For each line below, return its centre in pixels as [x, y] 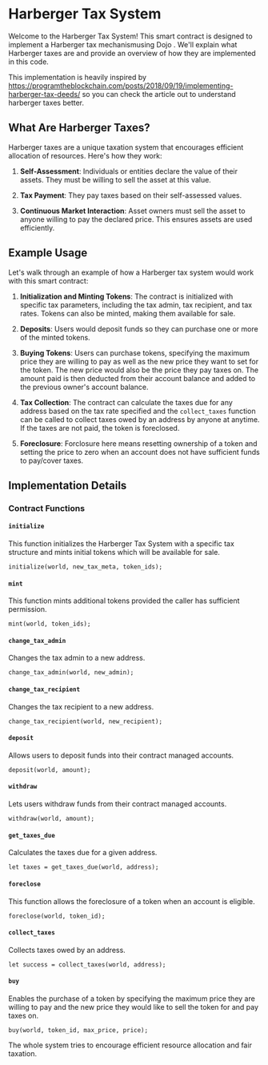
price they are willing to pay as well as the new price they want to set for [139, 361]
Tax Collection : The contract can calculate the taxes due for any [126, 402]
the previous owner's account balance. [84, 387]
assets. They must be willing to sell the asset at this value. [116, 179]
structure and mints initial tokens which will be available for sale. [114, 553]
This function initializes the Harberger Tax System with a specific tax [121, 544]
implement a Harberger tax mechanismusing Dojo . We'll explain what [123, 44]
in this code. [29, 62]
